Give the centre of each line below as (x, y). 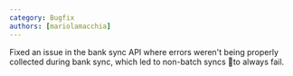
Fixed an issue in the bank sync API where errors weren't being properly (144, 52)
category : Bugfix (42, 18)
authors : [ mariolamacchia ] (60, 26)
